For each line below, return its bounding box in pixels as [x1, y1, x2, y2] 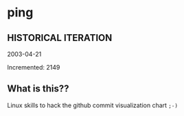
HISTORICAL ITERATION [7, 32, 113, 44]
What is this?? [7, 83, 69, 95]
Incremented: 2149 [7, 63, 60, 71]
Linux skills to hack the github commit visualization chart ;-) [7, 101, 179, 109]
